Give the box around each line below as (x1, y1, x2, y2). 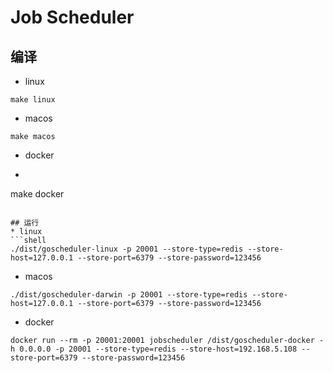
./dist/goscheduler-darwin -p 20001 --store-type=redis (10, 290, 248, 300)
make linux (10, 95, 56, 105)
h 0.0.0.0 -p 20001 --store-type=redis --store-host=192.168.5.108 (10, 344, 298, 354)
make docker (10, 188, 65, 200)
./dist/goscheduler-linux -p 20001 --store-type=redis (10, 244, 244, 254)
